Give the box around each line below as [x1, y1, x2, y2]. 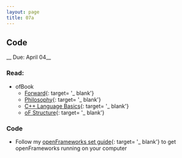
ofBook [15, 83, 34, 90]
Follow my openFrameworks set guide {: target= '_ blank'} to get [15, 138, 176, 145]
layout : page [6, 9, 40, 15]
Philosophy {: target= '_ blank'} [24, 96, 101, 103]
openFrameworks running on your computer [15, 145, 127, 152]
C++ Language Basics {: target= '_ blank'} [24, 102, 129, 110]
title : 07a [6, 15, 34, 21]
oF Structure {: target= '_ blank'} [24, 108, 105, 116]
